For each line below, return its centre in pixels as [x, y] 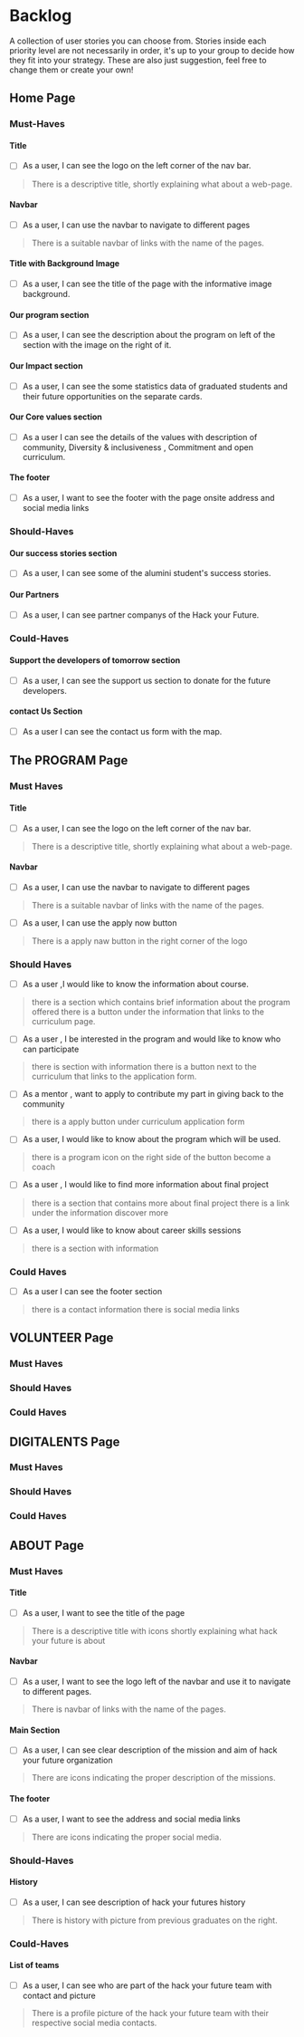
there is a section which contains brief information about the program [161, 1003]
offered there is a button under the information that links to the [148, 1012]
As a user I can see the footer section [92, 1291]
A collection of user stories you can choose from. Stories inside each [138, 41]
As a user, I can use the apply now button [100, 922]
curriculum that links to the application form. [114, 1076]
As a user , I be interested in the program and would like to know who [152, 1039]
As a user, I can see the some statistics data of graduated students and [155, 386]
